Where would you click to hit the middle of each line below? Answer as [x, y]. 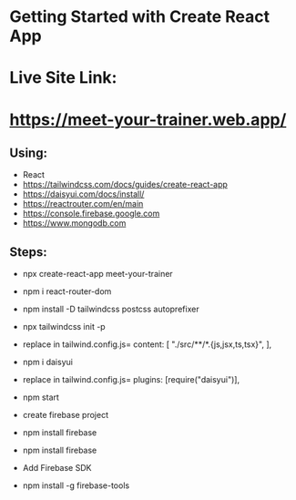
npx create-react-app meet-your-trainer [97, 274]
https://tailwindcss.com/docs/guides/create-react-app [125, 185]
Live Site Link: [63, 78]
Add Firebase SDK [57, 468]
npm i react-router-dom [67, 291]
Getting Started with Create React [140, 17]
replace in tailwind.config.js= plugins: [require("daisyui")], [131, 380]
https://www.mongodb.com [74, 223]
